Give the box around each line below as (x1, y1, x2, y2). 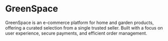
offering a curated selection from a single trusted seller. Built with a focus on (5, 24, 163, 30)
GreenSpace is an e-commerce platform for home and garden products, (5, 19, 154, 25)
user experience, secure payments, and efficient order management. (5, 30, 147, 36)
